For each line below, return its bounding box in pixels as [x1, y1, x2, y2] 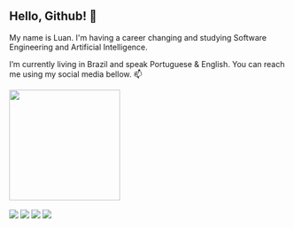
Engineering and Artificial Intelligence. [9, 42, 148, 52]
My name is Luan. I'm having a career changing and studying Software [9, 32, 267, 42]
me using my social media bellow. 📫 [9, 68, 143, 80]
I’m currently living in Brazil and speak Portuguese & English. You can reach [9, 58, 285, 69]
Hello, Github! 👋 [9, 9, 97, 24]
